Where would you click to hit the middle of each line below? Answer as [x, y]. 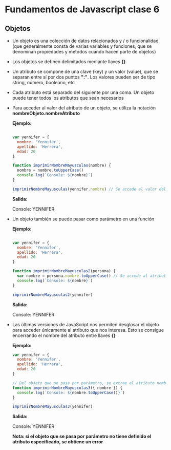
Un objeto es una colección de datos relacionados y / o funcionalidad [85, 41]
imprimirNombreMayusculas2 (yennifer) [52, 295]
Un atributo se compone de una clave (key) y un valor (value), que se [85, 71]
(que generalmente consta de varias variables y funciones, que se [82, 46]
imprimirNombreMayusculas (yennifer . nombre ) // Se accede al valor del [89, 189]
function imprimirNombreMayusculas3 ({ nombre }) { [67, 388]
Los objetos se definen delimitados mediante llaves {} [69, 62]
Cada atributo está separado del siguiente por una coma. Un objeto [83, 92]
